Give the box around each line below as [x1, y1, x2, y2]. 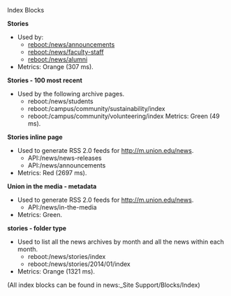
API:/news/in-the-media [27, 203, 97, 212]
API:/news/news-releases [27, 154, 103, 162]
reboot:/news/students [27, 97, 94, 105]
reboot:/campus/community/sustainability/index [27, 105, 165, 112]
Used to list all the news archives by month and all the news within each [17, 237, 225, 246]
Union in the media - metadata [7, 182, 97, 191]
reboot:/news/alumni [27, 55, 88, 64]
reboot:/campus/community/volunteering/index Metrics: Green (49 [27, 112, 220, 120]
